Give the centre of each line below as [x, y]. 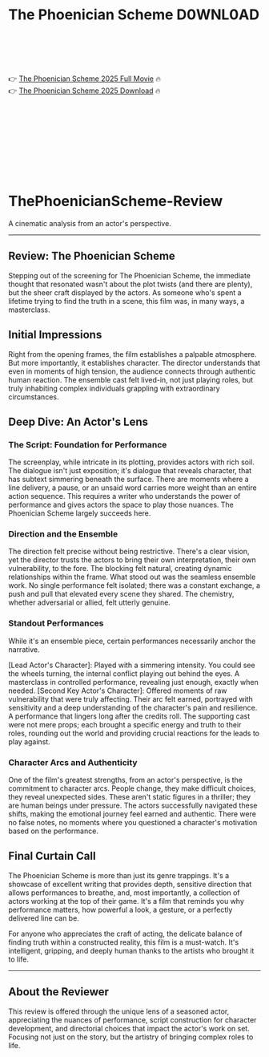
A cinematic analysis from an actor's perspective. [90, 223]
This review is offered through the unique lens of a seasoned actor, [119, 1011]
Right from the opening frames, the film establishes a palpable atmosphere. [133, 354]
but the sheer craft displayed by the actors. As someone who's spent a [125, 292]
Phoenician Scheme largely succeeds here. [80, 513]
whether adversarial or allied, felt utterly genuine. [89, 602]
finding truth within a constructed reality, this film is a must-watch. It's [124, 942]
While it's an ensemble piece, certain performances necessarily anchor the [132, 641]
